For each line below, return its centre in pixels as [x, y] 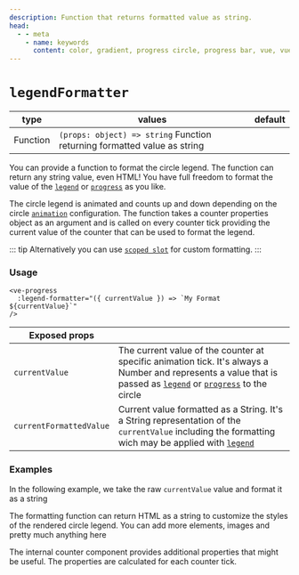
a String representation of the [180, 421]
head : [19, 26]
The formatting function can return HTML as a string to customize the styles [149, 515]
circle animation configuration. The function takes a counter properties [139, 214]
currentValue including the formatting [197, 432]
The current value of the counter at [191, 351]
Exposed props [62, 336]
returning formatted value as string [132, 146]
